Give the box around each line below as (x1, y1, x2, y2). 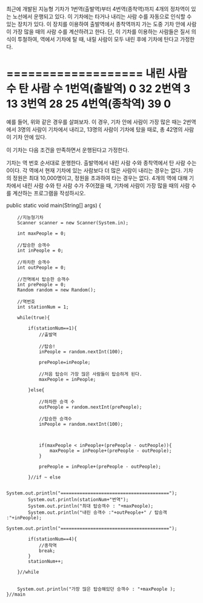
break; (38, 548, 56, 554)
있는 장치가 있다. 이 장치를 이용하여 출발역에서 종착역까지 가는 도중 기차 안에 (6, 21, 186, 27)
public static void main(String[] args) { (6, 201, 101, 209)
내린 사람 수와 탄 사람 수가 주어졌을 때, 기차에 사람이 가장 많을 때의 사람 (22, 181, 190, 189)
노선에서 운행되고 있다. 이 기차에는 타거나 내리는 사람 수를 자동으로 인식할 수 (12, 13, 192, 20)
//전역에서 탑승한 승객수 (17, 276, 70, 282)
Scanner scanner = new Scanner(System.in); (17, 220, 129, 226)
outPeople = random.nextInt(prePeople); (38, 404, 142, 410)
